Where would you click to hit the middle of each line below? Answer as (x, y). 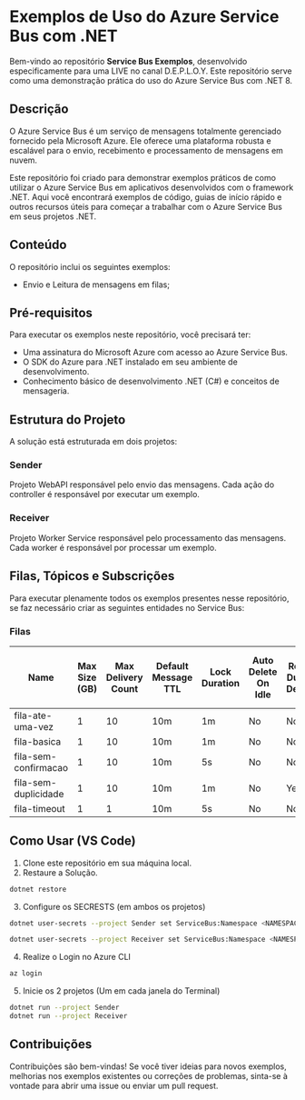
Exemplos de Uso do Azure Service (144, 17)
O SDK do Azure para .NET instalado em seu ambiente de (130, 362)
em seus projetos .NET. (53, 216)
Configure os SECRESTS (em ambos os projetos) (114, 906)
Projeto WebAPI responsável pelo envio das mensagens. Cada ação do (142, 485)
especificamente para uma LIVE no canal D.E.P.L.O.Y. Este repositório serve (151, 71)
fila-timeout (39, 808)
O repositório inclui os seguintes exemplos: (90, 266)
